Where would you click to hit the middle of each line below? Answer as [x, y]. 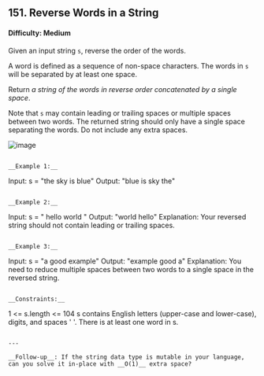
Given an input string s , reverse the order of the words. [97, 50]
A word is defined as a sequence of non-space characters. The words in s [128, 65]
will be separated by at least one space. [73, 74]
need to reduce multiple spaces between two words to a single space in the [131, 269]
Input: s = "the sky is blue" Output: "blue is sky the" [92, 181]
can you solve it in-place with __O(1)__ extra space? [100, 364]
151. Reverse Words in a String [84, 13]
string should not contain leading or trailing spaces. [91, 225]
